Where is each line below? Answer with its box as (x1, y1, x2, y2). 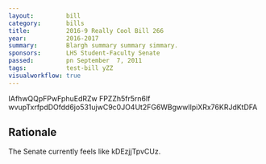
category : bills (8, 19, 85, 27)
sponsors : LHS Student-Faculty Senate (8, 49, 160, 57)
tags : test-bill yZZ (8, 64, 114, 72)
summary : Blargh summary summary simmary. (8, 42, 179, 50)
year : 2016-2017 (8, 34, 99, 43)
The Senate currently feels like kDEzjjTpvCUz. (8, 146, 161, 157)
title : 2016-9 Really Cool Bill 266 (8, 27, 164, 35)
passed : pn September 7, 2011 (8, 57, 143, 65)
